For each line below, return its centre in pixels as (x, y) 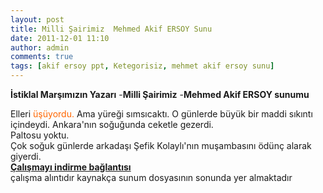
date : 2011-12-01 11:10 (60, 38)
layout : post (37, 19)
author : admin (40, 47)
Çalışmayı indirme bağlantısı (71, 167)
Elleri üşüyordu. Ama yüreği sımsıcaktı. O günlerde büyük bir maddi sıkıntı (161, 114)
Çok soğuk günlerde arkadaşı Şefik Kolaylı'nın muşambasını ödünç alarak (161, 145)
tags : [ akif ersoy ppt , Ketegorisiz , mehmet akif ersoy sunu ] (142, 66)
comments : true (42, 57)
